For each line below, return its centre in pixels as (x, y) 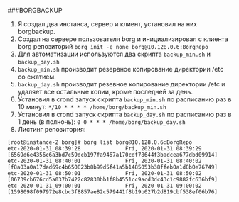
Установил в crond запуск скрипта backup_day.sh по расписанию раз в (124, 114)
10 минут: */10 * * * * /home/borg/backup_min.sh (92, 107)
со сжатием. (37, 77)
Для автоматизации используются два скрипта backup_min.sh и (114, 54)
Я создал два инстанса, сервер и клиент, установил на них (107, 24)
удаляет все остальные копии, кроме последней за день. (105, 92)
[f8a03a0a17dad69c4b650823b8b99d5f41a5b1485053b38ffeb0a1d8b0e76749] (113, 167)
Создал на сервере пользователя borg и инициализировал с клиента (123, 39)
